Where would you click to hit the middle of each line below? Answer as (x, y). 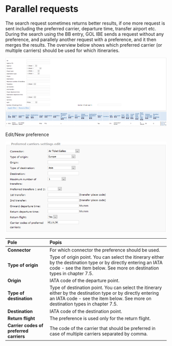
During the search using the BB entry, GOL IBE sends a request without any (85, 34)
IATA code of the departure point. (84, 281)
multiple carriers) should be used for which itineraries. (62, 50)
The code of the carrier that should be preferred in (103, 328)
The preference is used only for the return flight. (100, 318)
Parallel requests (42, 9)
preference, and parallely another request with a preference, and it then (81, 40)
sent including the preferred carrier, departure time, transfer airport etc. (81, 28)
